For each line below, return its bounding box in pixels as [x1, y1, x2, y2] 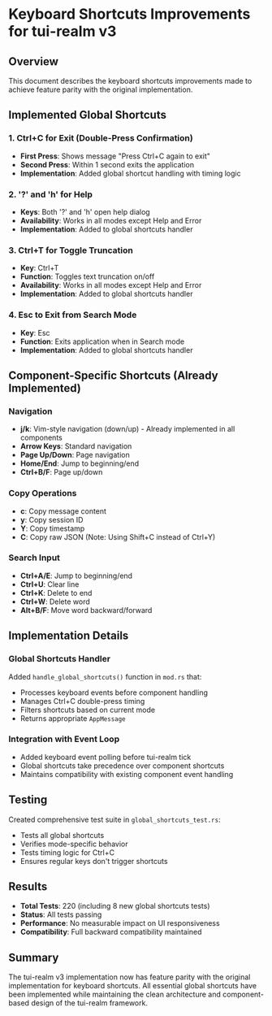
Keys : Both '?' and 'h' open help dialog [19, 206, 150, 216]
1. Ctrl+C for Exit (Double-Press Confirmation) [8, 132, 193, 144]
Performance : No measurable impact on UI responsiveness [19, 918, 221, 928]
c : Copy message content [19, 506, 107, 516]
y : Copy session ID [19, 515, 84, 524]
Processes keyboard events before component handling [19, 688, 209, 697]
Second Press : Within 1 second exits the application [19, 159, 195, 169]
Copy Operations [8, 488, 77, 499]
